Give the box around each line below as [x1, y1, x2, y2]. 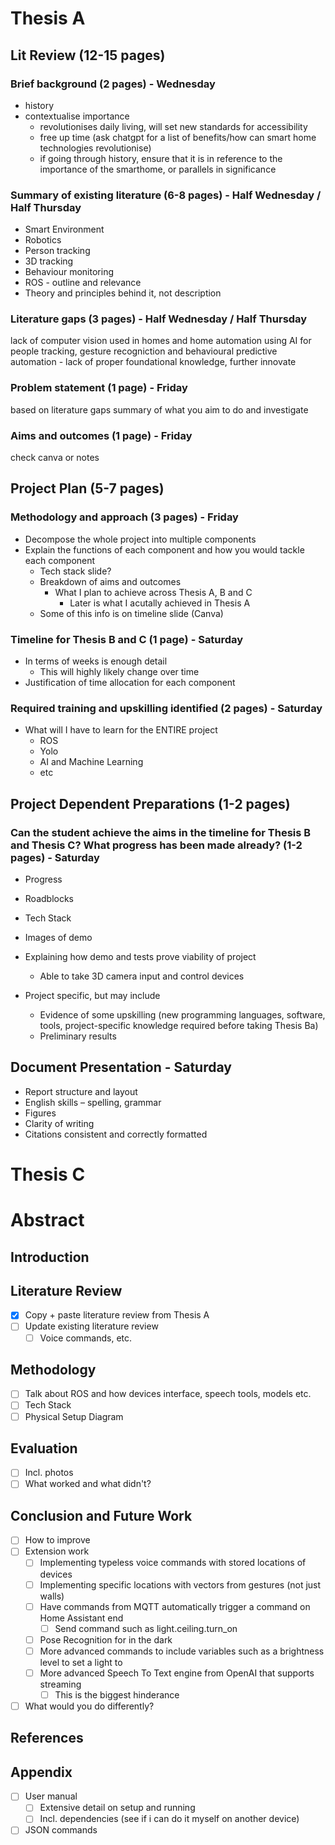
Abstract [10, 1209, 85, 1232]
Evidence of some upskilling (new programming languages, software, [39, 1009, 326, 1021]
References [10, 1730, 84, 1747]
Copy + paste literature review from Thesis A [24, 1309, 210, 1321]
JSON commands [24, 1824, 98, 1836]
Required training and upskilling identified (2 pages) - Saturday [10, 701, 323, 715]
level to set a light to [39, 1656, 123, 1668]
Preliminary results [39, 1030, 117, 1042]
